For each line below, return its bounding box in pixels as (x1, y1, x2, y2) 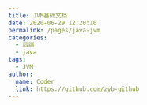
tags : (8, 56, 26, 64)
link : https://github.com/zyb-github (15, 84, 140, 93)
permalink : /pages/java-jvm (8, 26, 101, 34)
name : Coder (15, 77, 55, 85)
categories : (8, 33, 47, 42)
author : (8, 70, 34, 78)
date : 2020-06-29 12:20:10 (8, 19, 97, 27)
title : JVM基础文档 (8, 11, 68, 20)
